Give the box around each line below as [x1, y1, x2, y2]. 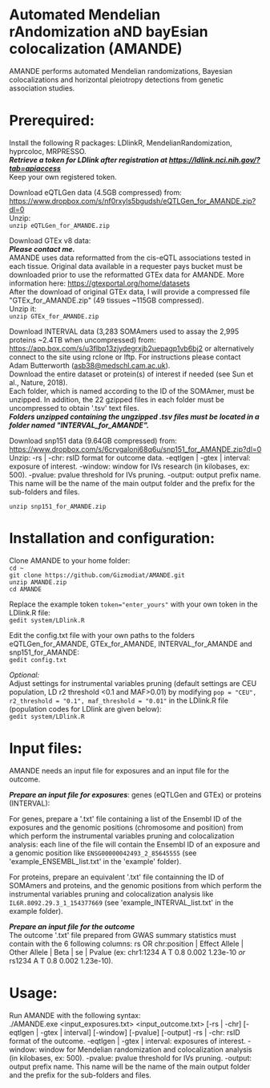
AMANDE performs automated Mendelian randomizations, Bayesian [9, 66, 233, 75]
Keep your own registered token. [9, 172, 117, 181]
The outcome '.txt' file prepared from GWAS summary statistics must [9, 930, 236, 940]
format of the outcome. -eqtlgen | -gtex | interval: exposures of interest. [9, 1036, 247, 1045]
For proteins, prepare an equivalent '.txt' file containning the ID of [9, 872, 224, 882]
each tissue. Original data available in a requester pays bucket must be [9, 261, 243, 270]
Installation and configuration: [9, 530, 216, 547]
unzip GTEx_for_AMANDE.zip [9, 312, 99, 320]
